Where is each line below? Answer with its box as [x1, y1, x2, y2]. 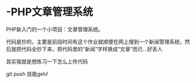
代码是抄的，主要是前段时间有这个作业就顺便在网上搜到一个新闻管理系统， [6, 38, 185, 45]
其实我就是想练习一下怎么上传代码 [6, 58, 88, 65]
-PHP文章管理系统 [6, 5, 93, 19]
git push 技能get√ [6, 70, 48, 77]
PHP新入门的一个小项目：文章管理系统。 [6, 26, 104, 33]
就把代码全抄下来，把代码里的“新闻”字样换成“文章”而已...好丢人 [10, 45, 163, 53]
